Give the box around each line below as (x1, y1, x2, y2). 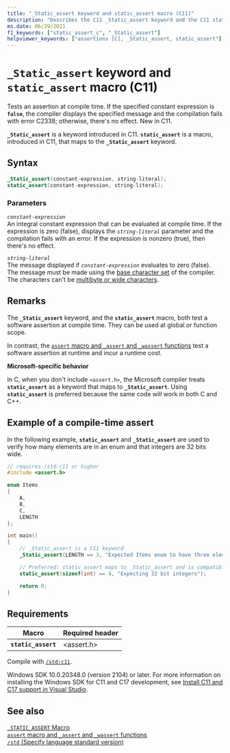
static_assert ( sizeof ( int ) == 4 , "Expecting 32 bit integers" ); (19, 570, 207, 577)
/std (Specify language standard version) (7, 738, 125, 746)
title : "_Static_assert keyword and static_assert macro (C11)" (7, 10, 194, 17)
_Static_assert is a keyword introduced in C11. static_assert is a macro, (7, 130, 214, 139)
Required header (62, 628, 118, 638)
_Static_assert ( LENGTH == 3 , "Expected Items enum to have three (19, 551, 210, 559)
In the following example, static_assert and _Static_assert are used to (7, 435, 210, 443)
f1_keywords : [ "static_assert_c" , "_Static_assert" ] (7, 29, 161, 36)
